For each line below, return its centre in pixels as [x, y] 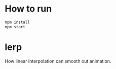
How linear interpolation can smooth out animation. [58, 61]
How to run [28, 9]
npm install [17, 22]
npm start [15, 27]
